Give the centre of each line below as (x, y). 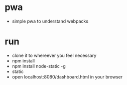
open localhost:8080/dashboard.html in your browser (67, 76)
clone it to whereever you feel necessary (54, 55)
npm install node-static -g (39, 66)
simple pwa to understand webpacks (50, 21)
